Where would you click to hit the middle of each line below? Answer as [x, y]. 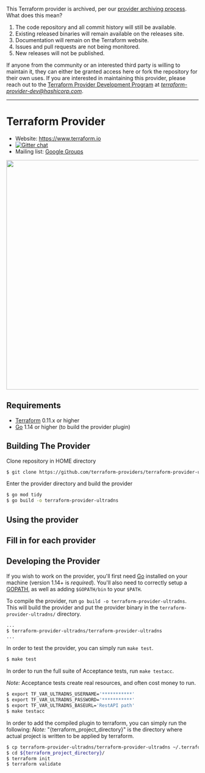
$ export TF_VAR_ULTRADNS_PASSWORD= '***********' [71, 700]
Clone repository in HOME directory [51, 461]
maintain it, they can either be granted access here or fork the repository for [102, 72]
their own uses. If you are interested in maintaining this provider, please [96, 78]
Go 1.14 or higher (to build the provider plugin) [73, 427]
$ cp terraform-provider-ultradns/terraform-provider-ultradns [88, 747]
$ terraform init [28, 758]
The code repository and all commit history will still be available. [96, 27]
